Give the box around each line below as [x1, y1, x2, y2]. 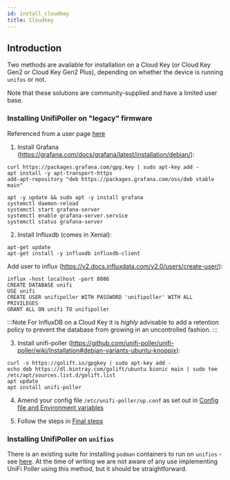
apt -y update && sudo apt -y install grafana [7, 194, 144, 201]
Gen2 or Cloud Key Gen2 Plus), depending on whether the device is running [7, 68, 223, 76]
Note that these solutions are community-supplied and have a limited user [7, 89, 218, 97]
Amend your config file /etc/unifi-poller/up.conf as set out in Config [17, 396, 219, 404]
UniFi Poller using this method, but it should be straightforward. [7, 464, 188, 472]
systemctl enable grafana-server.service [7, 212, 128, 219]
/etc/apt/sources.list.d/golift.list [7, 372, 116, 379]
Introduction [7, 42, 62, 54]
